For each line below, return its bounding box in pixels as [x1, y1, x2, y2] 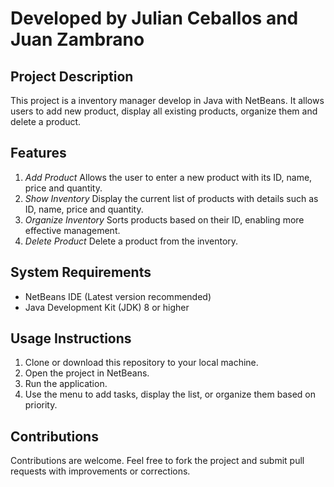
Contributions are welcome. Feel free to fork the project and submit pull [10, 455, 305, 467]
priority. [24, 399, 58, 411]
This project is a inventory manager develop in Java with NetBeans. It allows [10, 95, 325, 106]
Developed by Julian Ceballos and [10, 7, 299, 30]
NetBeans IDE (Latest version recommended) [24, 290, 212, 302]
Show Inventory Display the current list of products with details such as [24, 192, 319, 204]
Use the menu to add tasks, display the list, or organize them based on [24, 388, 316, 401]
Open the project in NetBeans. [24, 367, 150, 379]
